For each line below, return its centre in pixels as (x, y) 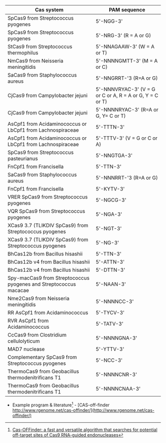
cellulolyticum (24, 341)
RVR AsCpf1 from (28, 320)
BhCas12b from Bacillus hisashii (45, 254)
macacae (18, 290)
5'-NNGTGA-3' (114, 155)
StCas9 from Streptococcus (40, 47)
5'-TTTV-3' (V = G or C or (126, 138)
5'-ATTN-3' (110, 262)
